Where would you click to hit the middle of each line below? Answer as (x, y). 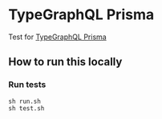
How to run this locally (65, 62)
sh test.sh (26, 108)
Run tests (27, 85)
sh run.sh (25, 101)
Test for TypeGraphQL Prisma (57, 37)
